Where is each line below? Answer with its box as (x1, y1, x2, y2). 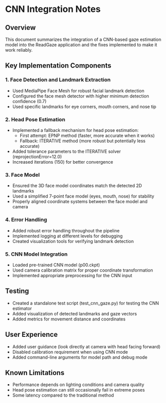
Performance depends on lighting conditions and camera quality (12, 382, 145, 388)
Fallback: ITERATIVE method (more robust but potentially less (19, 138, 146, 144)
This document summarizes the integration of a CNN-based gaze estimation (5, 36, 162, 42)
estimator (12, 305, 32, 311)
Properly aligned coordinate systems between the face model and (12, 199, 148, 204)
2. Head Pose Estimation (5, 116, 66, 123)
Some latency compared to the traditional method (12, 392, 114, 399)
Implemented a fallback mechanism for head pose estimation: (12, 127, 139, 133)
